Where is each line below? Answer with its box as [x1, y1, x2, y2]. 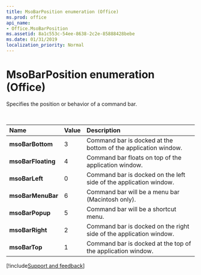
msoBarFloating [9, 157, 56, 165]
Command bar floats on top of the [86, 153, 182, 161]
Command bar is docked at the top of [86, 239, 191, 247]
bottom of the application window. [86, 143, 182, 152]
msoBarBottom [9, 140, 53, 148]
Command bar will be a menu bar [86, 188, 180, 196]
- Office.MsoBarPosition [6, 25, 68, 32]
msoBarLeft [9, 174, 44, 182]
